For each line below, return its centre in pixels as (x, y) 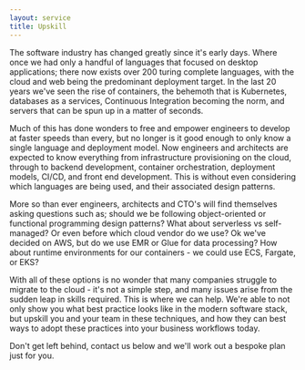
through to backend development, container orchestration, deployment (142, 167)
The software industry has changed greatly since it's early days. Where (143, 52)
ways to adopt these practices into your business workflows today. (135, 328)
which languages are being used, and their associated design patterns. (142, 186)
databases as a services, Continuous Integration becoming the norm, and (147, 100)
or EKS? (24, 262)
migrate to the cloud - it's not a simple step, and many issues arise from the (151, 289)
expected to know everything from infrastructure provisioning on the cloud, (151, 157)
